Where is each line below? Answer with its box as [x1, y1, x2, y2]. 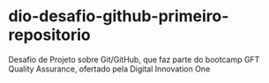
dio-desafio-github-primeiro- [8, 6, 229, 26]
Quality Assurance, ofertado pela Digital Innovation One [8, 64, 211, 74]
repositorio [8, 25, 91, 45]
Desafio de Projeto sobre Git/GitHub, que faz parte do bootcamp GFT [8, 54, 260, 64]
